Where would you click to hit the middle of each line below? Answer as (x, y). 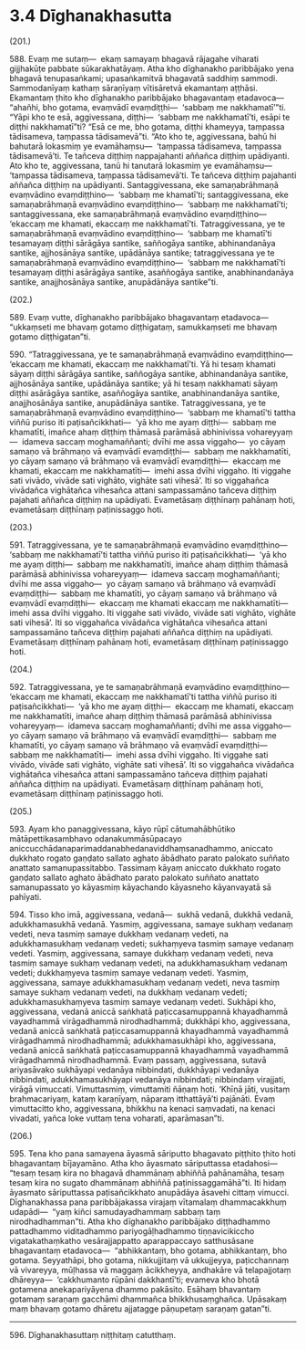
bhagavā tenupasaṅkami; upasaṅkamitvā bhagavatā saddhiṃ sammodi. (143, 78)
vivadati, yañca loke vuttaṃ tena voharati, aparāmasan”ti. (117, 1118)
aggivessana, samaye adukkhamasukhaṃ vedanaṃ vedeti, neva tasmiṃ (145, 982)
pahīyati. (25, 896)
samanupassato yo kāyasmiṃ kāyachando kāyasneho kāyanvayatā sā (140, 887)
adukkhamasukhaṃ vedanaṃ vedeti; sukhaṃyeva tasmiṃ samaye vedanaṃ (152, 943)
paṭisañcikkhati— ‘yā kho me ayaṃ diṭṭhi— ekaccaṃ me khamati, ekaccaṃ (152, 706)
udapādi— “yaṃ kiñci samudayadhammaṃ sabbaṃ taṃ (115, 1211)
